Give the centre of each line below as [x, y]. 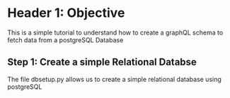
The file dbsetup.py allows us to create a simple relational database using [114, 79]
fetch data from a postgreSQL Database [65, 39]
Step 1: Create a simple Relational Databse [102, 62]
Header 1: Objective [66, 13]
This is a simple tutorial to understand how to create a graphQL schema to [115, 32]
